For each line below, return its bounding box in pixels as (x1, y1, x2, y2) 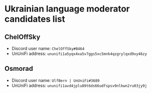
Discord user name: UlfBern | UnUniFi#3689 (11, 77, 100, 83)
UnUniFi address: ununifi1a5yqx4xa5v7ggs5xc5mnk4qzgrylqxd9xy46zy (11, 51, 147, 56)
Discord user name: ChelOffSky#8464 (11, 46, 85, 51)
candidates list (4, 13, 65, 25)
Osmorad (4, 65, 33, 73)
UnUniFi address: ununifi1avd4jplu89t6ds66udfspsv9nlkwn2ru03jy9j (11, 82, 147, 88)
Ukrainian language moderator (4, 3, 130, 14)
